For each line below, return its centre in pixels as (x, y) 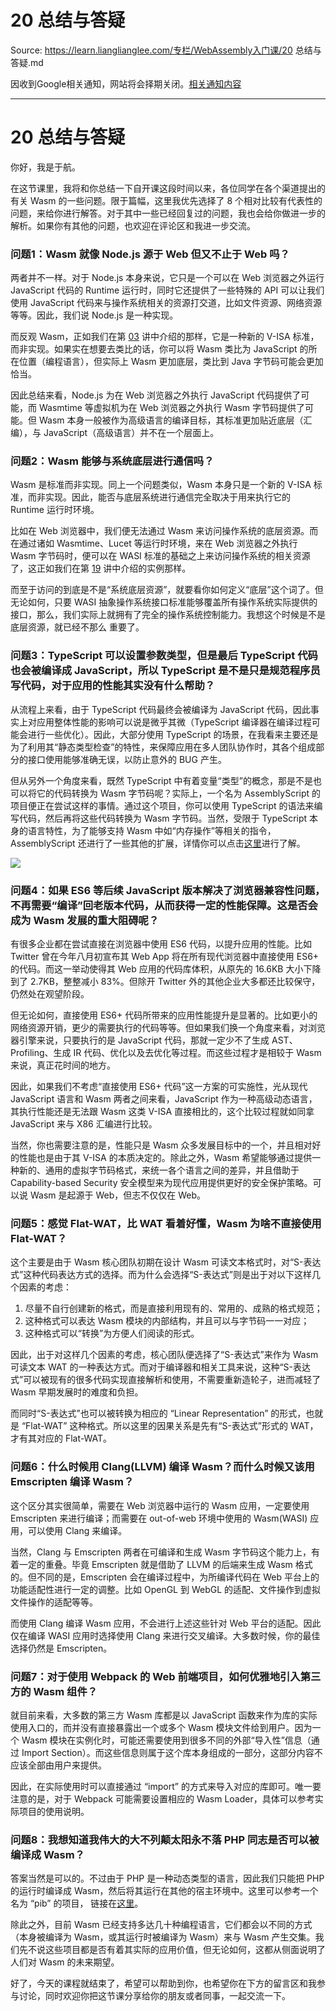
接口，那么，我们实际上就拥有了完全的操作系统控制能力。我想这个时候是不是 (168, 615)
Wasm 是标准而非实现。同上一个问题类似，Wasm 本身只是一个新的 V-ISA (161, 485)
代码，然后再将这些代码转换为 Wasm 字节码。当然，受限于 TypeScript (163, 818)
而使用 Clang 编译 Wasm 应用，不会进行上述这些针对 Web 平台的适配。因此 (166, 1623)
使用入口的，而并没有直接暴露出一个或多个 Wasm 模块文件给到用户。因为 (161, 1727)
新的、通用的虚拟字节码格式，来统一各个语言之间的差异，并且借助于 (159, 1170)
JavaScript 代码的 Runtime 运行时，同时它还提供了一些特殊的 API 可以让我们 (167, 290)
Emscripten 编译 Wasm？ (72, 1482)
